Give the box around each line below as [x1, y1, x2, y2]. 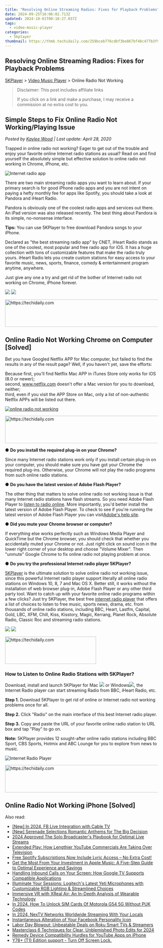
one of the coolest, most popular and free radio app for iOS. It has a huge [5, 245, 152, 250]
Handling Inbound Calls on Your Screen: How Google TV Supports [12, 870, 145, 876]
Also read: [5, 814, 26, 820]
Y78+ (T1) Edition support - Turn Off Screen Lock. [12, 937, 112, 943]
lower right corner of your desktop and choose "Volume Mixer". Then [5, 546, 143, 552]
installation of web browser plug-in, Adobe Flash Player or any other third [5, 586, 152, 592]
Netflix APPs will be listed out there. [5, 397, 77, 402]
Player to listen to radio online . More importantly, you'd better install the [5, 501, 148, 507]
